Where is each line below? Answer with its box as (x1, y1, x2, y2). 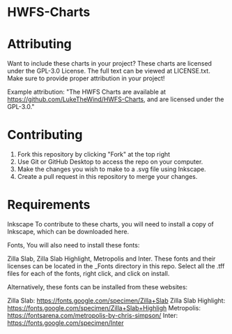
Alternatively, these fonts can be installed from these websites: (7, 283, 188, 291)
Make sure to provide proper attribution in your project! (7, 74, 165, 82)
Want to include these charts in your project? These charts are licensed (7, 59, 212, 68)
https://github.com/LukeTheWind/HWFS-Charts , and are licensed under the (7, 95, 224, 103)
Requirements (7, 197, 91, 213)
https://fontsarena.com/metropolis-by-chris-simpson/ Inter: (7, 312, 178, 319)
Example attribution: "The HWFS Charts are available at (7, 88, 166, 96)
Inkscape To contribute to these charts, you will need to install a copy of (7, 220, 215, 228)
